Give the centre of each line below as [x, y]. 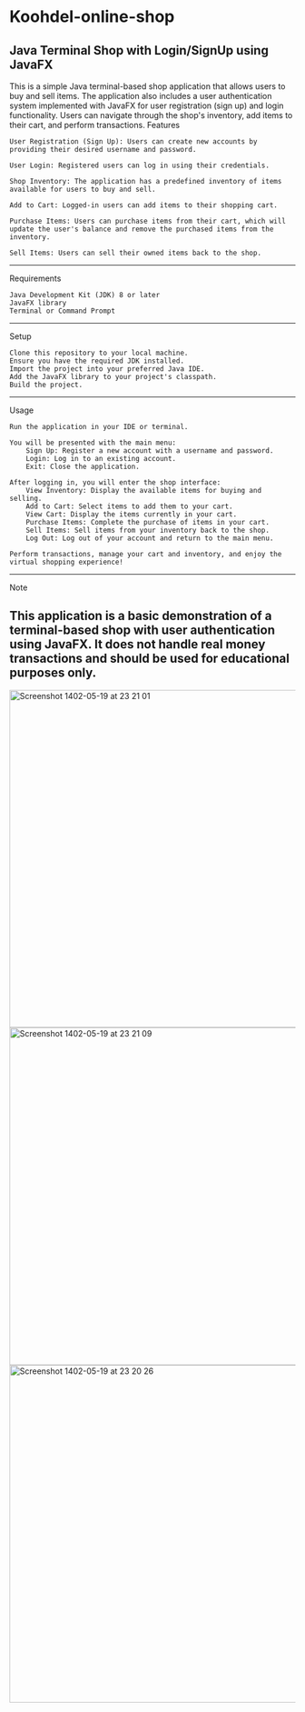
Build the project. [46, 385]
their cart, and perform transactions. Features [94, 125]
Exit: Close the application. [83, 466]
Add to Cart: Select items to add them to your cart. [129, 506]
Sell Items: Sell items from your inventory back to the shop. [148, 530]
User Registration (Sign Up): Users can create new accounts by [133, 142]
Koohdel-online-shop [92, 17]
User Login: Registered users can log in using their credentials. [140, 165]
